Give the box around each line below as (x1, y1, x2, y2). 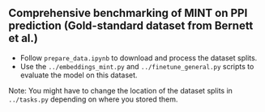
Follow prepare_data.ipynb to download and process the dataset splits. (19, 52, 258, 63)
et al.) (8, 31, 38, 45)
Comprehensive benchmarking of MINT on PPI (8, 6, 248, 20)
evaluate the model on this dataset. (19, 70, 138, 80)
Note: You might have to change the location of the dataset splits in (8, 85, 233, 95)
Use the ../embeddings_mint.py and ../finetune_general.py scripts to (19, 61, 254, 71)
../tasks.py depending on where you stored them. (8, 94, 178, 104)
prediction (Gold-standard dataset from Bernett (8, 19, 254, 33)
